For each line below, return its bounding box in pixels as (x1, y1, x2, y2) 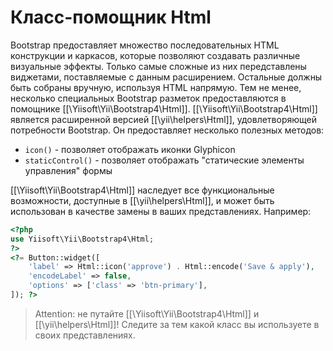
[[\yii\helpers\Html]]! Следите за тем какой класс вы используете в (34, 318, 320, 330)
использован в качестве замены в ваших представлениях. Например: (10, 205, 312, 217)
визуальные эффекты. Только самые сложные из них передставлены (10, 60, 307, 72)
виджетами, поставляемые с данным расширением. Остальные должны (10, 71, 323, 83)
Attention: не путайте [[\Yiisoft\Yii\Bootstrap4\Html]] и (34, 307, 260, 320)
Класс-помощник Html (10, 6, 212, 29)
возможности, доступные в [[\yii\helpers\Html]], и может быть (10, 194, 275, 206)
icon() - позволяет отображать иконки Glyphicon (24, 143, 236, 155)
